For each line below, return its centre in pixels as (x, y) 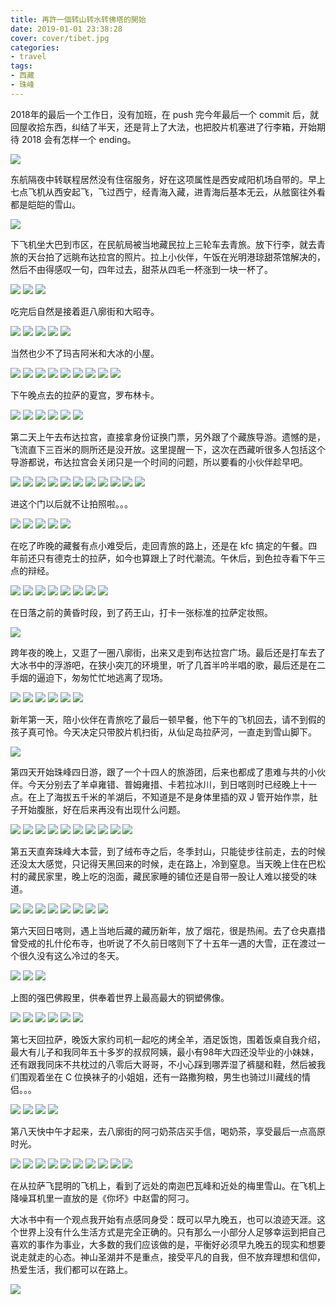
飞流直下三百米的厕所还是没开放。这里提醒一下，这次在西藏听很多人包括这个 (168, 449)
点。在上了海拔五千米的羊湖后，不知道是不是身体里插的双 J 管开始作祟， (160, 797)
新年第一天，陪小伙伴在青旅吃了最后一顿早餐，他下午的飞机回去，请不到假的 (168, 719)
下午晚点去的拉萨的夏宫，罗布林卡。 (85, 395)
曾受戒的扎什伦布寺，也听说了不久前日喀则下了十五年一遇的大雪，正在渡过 (163, 943)
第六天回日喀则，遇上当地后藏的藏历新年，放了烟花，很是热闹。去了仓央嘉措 (168, 930)
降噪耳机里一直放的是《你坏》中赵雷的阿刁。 (102, 1198)
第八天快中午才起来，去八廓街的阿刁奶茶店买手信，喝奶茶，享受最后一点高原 (168, 1131)
